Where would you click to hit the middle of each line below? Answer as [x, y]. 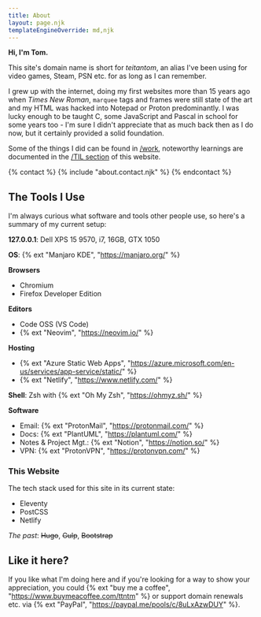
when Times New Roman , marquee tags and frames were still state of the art [130, 100]
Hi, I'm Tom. [28, 53]
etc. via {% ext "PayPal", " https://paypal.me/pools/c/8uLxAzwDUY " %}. [124, 604]
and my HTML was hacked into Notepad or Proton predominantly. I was [124, 108]
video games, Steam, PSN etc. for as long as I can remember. [107, 76]
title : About [29, 15]
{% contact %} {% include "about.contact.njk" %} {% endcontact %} [120, 172]
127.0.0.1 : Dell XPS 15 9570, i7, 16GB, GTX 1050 [84, 240]
